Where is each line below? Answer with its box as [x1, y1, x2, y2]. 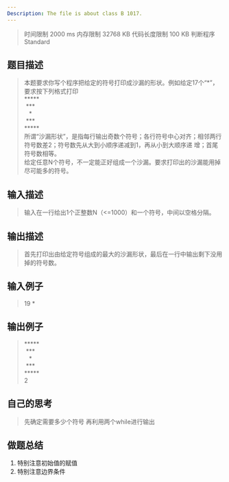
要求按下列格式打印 [23, 87, 79, 96]
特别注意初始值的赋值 [16, 459, 77, 468]
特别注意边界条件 [16, 468, 66, 476]
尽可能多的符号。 [23, 166, 73, 175]
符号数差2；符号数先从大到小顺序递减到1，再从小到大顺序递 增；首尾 [23, 141, 218, 149]
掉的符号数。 [23, 259, 60, 267]
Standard [23, 37, 50, 45]
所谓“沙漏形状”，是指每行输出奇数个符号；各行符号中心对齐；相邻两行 [23, 132, 222, 141]
